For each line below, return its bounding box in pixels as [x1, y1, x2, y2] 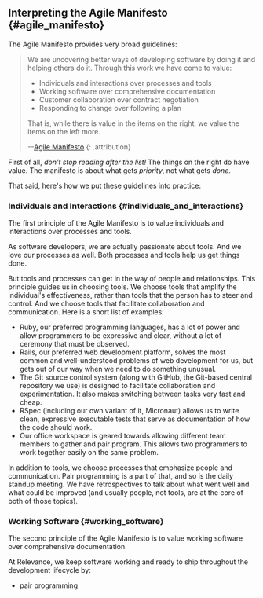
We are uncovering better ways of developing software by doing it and [27, 54, 256, 64]
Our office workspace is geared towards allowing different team [19, 431, 226, 441]
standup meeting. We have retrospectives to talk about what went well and [8, 479, 250, 490]
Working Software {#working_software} [8, 516, 164, 527]
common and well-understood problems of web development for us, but [19, 356, 254, 365]
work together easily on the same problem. [19, 448, 159, 457]
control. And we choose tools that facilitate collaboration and [8, 299, 205, 309]
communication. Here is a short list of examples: [8, 307, 165, 317]
